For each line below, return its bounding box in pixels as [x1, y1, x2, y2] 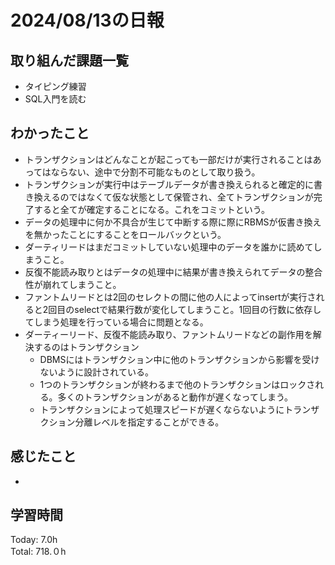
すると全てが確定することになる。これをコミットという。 [33, 203, 270, 215]
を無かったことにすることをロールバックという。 [24, 228, 227, 240]
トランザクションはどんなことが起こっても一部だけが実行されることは [24, 153, 313, 165]
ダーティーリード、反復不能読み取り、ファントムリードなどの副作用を [24, 328, 313, 340]
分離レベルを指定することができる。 [74, 416, 225, 428]
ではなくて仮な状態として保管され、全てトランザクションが [68, 191, 314, 203]
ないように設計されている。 [39, 366, 154, 378]
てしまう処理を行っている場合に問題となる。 [24, 316, 209, 328]
